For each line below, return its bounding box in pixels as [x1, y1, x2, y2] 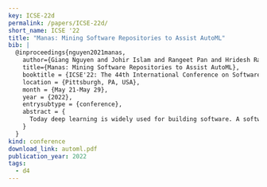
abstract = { [22, 108, 66, 116]
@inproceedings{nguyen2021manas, [15, 49, 126, 56]
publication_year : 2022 [8, 152, 87, 160]
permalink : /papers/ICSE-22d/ [8, 19, 109, 27]
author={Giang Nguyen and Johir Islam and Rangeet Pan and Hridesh [22, 56, 250, 64]
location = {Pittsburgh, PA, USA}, [22, 78, 141, 86]
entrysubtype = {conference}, [22, 100, 123, 108]
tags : [8, 160, 26, 168]
